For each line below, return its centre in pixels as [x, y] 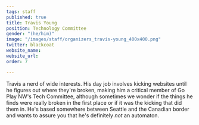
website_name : [24, 51]
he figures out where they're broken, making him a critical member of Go [96, 90]
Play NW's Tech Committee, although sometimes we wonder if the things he [100, 96]
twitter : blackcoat [30, 45]
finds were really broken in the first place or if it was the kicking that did [94, 102]
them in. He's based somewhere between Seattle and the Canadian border [98, 109]
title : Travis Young [32, 23]
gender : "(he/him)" [30, 34]
